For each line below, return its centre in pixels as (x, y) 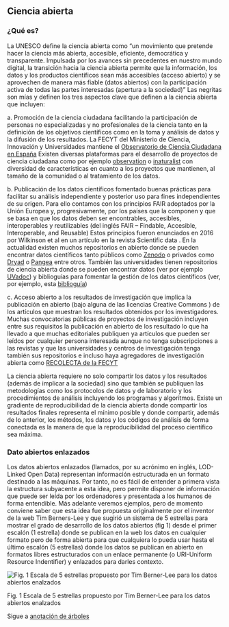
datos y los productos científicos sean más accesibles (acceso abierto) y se (114, 75)
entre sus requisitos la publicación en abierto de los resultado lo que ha (108, 326)
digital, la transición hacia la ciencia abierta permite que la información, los (112, 67)
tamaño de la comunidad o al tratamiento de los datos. (84, 176)
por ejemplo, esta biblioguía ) (47, 283)
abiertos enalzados (34, 602)
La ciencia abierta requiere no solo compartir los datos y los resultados (107, 376)
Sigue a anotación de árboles (49, 616)
